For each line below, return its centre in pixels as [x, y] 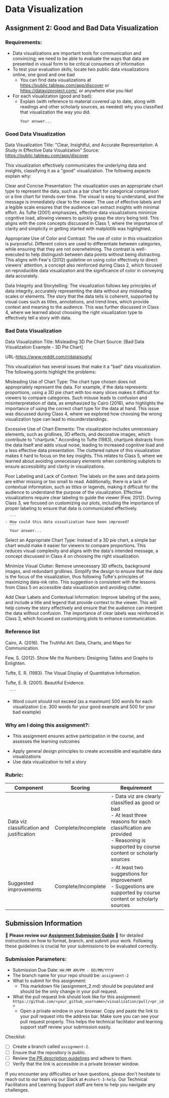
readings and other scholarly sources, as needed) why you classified [92, 106]
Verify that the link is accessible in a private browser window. [76, 1064]
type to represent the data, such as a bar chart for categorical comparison [82, 191]
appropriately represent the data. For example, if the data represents [76, 387]
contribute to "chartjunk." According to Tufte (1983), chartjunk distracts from [84, 440]
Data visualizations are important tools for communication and [77, 53]
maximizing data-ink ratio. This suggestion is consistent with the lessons [80, 582]
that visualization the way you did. [55, 112]
